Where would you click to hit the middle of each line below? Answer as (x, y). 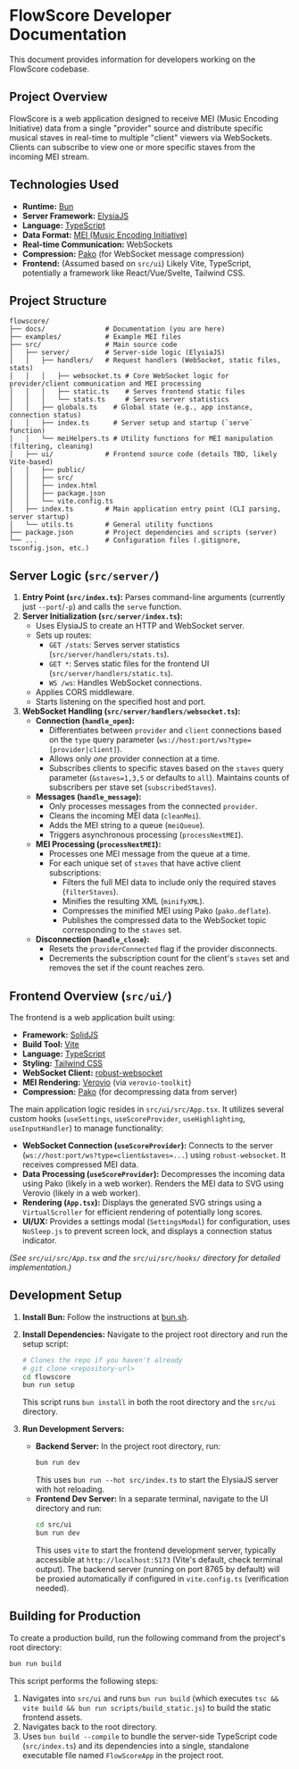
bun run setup (48, 1385)
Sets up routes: (63, 635)
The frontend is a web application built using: (92, 1017)
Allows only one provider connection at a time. (134, 759)
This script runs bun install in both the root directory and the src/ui (149, 1402)
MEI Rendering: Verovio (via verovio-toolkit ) (107, 1082)
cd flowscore (46, 1377)
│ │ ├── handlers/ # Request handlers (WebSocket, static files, (145, 360)
